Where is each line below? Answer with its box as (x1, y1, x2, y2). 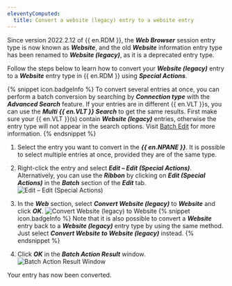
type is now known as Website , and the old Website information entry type (7, 43, 223, 51)
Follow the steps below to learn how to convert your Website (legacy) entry (7, 64, 224, 72)
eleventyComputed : (7, 10, 60, 17)
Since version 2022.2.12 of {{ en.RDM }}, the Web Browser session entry (7, 35, 216, 44)
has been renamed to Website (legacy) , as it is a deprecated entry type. (7, 50, 215, 59)
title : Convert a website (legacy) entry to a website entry (13, 17, 194, 24)
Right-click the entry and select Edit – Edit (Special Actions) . (17, 164, 192, 172)
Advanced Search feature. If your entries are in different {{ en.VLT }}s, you (7, 100, 222, 108)
